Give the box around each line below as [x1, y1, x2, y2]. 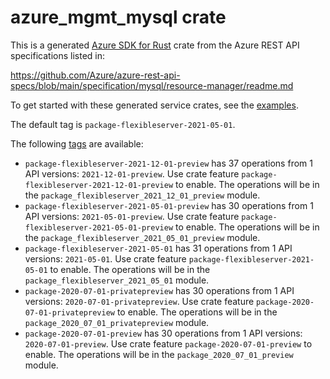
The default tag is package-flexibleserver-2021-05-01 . [10, 118, 236, 130]
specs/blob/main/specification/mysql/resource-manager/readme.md [10, 79, 294, 91]
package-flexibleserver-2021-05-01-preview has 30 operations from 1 [24, 199, 314, 211]
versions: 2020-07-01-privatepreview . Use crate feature [24, 295, 255, 307]
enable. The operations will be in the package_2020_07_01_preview [24, 348, 294, 360]
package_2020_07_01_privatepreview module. [24, 316, 210, 328]
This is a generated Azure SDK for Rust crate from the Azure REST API [10, 39, 300, 51]
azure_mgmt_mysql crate [10, 6, 227, 29]
